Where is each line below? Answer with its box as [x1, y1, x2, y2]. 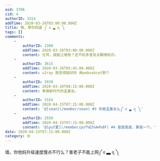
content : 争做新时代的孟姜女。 [22, 89, 79, 93]
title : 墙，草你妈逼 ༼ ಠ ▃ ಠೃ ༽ [5, 25, 65, 30]
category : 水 [5, 134, 31, 139]
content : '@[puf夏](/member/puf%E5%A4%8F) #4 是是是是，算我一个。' [22, 125, 156, 129]
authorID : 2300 [22, 43, 53, 48]
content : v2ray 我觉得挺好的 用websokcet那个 [22, 71, 110, 75]
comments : [5, 35, 25, 39]
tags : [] [5, 30, 23, 35]
